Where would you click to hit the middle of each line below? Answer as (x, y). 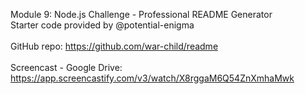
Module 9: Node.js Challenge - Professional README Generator (141, 14)
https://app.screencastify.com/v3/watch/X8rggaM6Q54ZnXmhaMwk (152, 78)
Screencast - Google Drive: (66, 67)
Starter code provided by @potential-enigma (102, 25)
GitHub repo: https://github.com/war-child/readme (114, 46)
